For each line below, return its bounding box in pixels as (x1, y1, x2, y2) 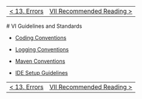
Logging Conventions (15, 46, 69, 53)
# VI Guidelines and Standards (6, 22, 83, 30)
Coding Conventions (15, 34, 67, 41)
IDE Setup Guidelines (15, 69, 68, 76)
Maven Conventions (15, 57, 66, 65)
